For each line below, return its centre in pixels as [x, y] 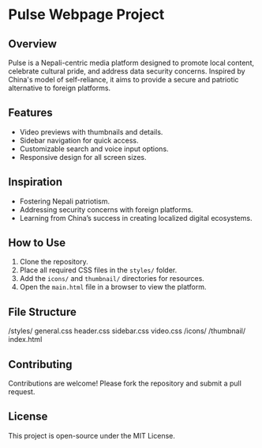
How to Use [37, 243]
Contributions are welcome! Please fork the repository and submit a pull [125, 383]
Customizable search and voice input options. [94, 149]
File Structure [42, 311]
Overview [33, 44]
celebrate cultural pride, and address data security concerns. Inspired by [127, 71]
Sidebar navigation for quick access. [79, 140]
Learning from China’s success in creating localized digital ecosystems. [136, 218]
